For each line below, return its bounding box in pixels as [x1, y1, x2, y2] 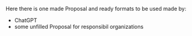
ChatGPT [14, 17, 37, 23]
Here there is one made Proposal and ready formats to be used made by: [5, 5, 187, 12]
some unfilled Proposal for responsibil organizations [14, 23, 144, 30]
